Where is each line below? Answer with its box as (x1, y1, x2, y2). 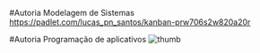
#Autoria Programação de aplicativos (9, 34, 147, 44)
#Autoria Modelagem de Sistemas (9, 8, 134, 18)
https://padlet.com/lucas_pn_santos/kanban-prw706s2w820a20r (9, 17, 251, 27)
